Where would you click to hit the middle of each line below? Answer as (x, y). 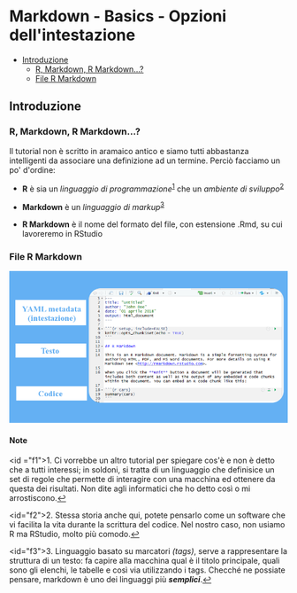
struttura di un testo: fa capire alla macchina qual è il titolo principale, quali (145, 560)
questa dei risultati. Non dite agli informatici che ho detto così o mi (130, 488)
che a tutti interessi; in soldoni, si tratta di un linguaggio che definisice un (142, 469)
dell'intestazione (72, 35)
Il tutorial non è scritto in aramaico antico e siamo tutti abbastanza (129, 151)
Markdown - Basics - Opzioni (118, 16)
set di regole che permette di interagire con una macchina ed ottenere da (142, 479)
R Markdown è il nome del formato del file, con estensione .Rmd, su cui (152, 224)
